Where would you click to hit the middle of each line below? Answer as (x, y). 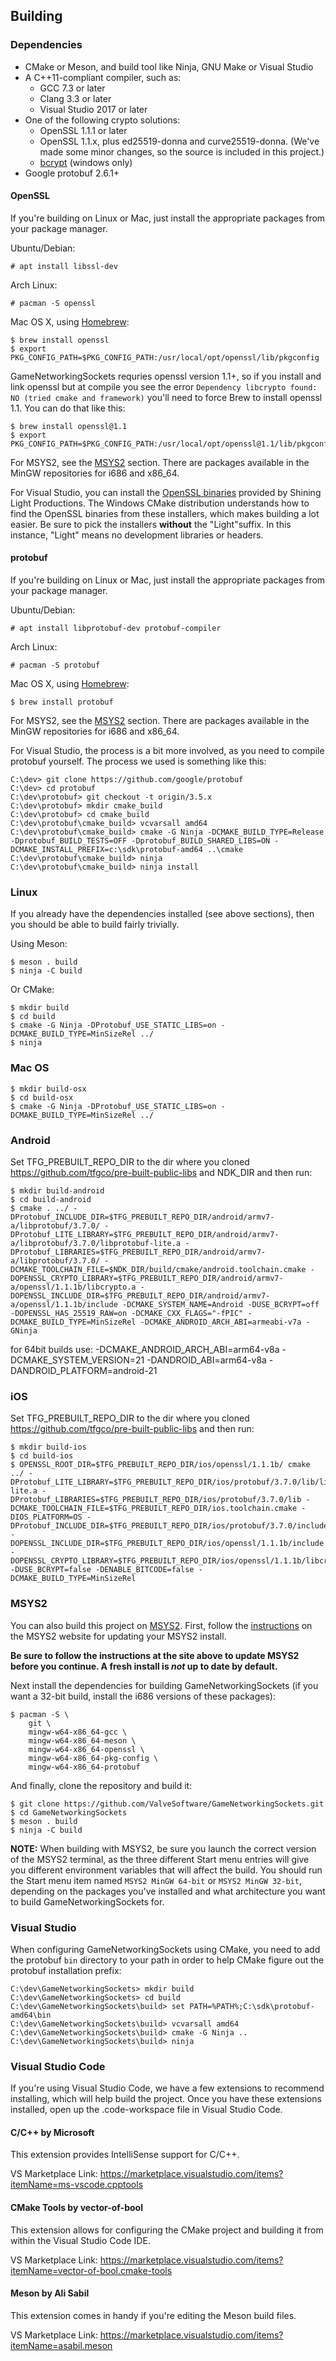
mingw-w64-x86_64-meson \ (82, 1740)
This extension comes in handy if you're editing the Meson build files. (153, 2315)
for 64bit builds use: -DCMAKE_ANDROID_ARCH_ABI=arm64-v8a (145, 1349)
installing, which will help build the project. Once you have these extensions (166, 2099)
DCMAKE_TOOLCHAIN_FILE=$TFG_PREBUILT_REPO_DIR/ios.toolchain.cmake (154, 1509)
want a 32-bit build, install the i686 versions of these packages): (143, 1696)
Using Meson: (39, 944)
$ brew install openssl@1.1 (69, 426)
